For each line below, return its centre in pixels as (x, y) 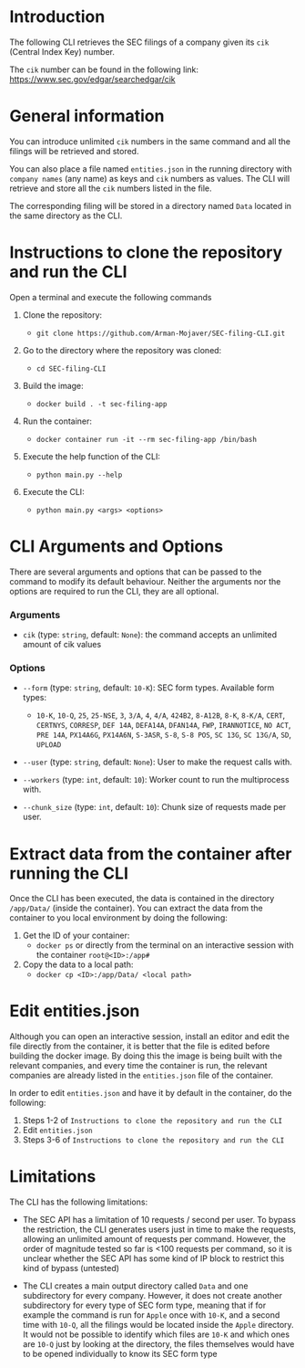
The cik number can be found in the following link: (104, 69)
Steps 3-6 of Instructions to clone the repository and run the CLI (153, 1140)
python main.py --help (79, 475)
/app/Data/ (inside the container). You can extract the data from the (136, 908)
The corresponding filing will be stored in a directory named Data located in (151, 205)
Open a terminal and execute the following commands (111, 297)
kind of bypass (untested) (71, 1268)
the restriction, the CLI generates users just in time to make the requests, (159, 1229)
